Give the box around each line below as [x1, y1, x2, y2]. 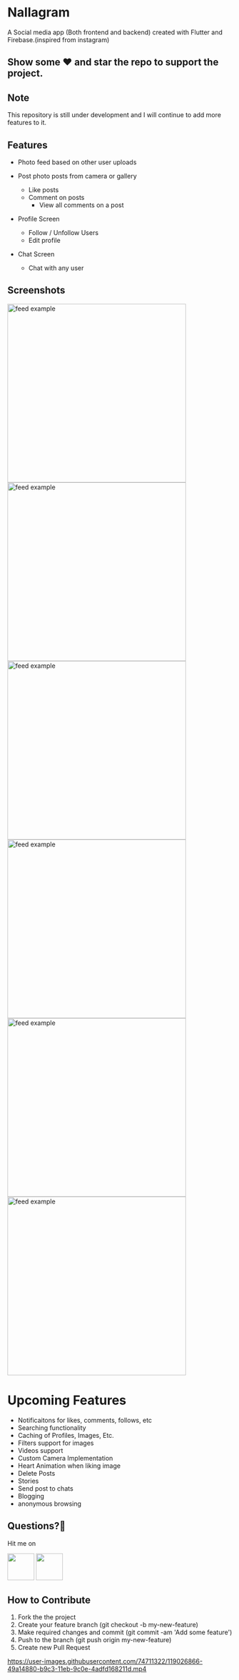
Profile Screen [17, 214, 60, 223]
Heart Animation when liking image [17, 1461, 121, 1470]
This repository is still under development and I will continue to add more [7, 111, 221, 119]
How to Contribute [7, 1594, 91, 1606]
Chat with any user [28, 264, 84, 272]
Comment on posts [28, 193, 85, 201]
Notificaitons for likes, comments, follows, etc [17, 1416, 152, 1424]
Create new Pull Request [17, 1644, 91, 1652]
